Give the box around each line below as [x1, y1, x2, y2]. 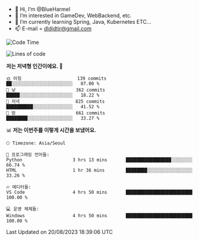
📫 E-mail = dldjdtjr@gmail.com [14, 25, 92, 32]
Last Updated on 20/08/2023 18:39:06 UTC [6, 229, 113, 235]
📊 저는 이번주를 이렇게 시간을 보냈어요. [6, 127, 97, 133]
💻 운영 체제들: [6, 206, 40, 212]
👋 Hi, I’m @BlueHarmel [14, 6, 71, 12]
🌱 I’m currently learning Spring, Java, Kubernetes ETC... [14, 18, 151, 25]
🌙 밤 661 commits [6, 110, 106, 116]
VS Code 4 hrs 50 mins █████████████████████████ [6, 189, 193, 195]
